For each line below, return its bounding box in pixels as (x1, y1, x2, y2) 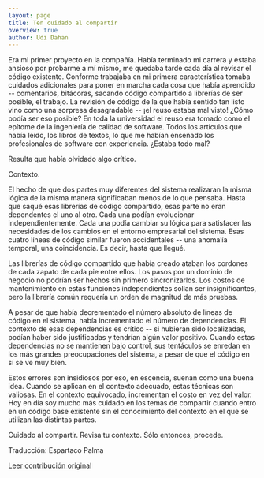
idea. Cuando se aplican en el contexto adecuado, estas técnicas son (8, 382, 234, 391)
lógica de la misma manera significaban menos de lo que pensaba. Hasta (8, 193, 246, 203)
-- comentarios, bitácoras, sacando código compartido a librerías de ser (8, 88, 243, 99)
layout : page (8, 11, 51, 20)
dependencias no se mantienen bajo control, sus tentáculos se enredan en (8, 341, 251, 351)
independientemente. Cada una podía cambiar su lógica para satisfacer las (8, 218, 251, 228)
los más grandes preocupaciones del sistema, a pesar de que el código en (8, 349, 250, 359)
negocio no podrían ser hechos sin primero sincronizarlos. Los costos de (8, 275, 246, 285)
